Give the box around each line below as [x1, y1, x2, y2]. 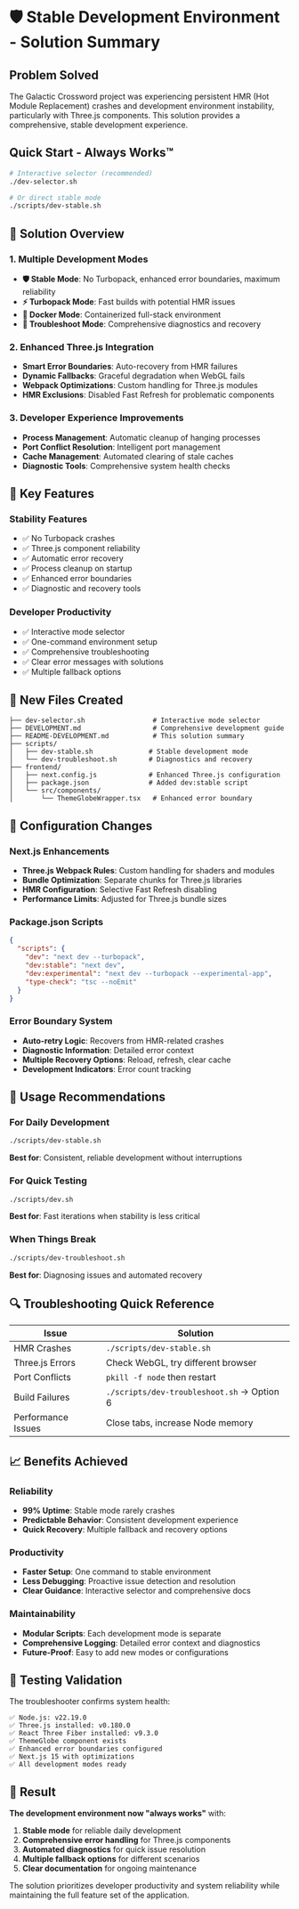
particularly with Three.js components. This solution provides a [9, 110, 240, 120]
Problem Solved [9, 68, 100, 83]
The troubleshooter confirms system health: [9, 1696, 171, 1707]
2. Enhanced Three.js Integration [9, 340, 154, 353]
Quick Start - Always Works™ [9, 145, 174, 160]
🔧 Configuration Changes [9, 818, 153, 833]
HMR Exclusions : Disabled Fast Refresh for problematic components [21, 389, 275, 401]
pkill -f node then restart [105, 1371, 216, 1384]
